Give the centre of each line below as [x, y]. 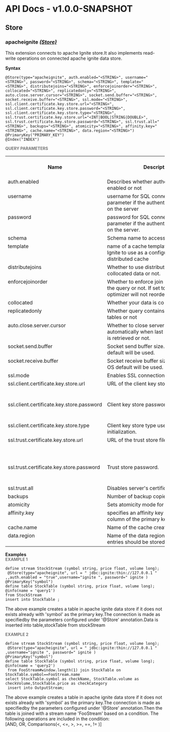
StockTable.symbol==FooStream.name [43, 674]
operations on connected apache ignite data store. [70, 58]
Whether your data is [132, 302]
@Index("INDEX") [22, 139]
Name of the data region [136, 535]
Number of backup [129, 496]
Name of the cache [130, 527]
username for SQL [129, 196]
